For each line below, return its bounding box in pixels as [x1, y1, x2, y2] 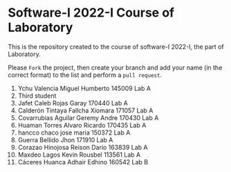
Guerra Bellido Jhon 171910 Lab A [17, 135, 113, 144]
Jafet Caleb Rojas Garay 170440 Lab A [17, 98, 129, 107]
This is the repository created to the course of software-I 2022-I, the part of [8, 42, 224, 51]
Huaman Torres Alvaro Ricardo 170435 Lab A [17, 121, 147, 129]
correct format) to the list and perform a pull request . [8, 71, 162, 79]
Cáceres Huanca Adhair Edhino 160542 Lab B [17, 157, 149, 166]
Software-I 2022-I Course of [8, 5, 175, 21]
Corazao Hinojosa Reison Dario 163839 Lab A [17, 143, 148, 151]
